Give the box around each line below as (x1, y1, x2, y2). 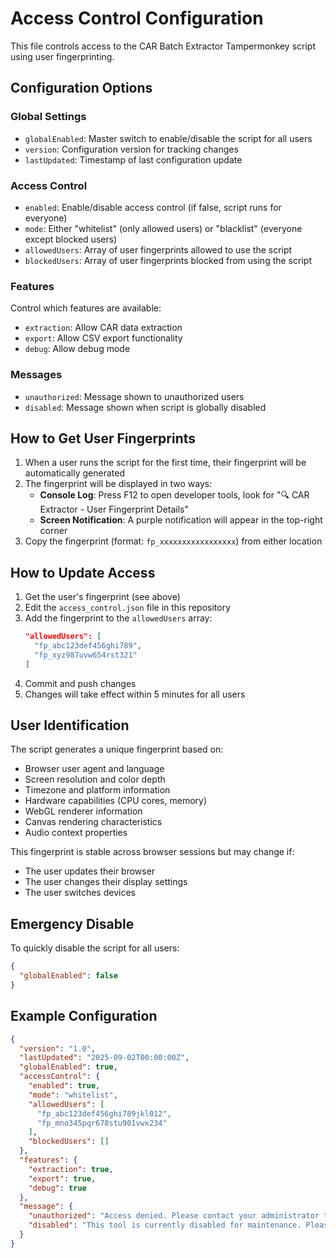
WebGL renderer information (24, 805, 143, 817)
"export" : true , (28, 1173, 97, 1184)
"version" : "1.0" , (19, 1043, 97, 1054)
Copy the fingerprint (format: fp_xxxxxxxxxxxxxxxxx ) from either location (24, 535, 323, 547)
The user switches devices (24, 887, 136, 899)
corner (39, 525, 68, 537)
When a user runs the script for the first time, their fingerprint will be (24, 457, 307, 469)
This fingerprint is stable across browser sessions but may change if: (10, 846, 295, 858)
